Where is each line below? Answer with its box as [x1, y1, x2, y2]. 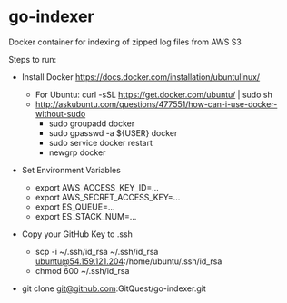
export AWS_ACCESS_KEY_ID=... [35, 181, 160, 192]
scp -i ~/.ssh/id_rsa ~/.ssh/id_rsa [35, 246, 159, 257]
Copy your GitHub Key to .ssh [21, 229, 134, 239]
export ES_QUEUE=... [35, 201, 115, 212]
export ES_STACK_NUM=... [35, 210, 137, 221]
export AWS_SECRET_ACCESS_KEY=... [35, 191, 181, 202]
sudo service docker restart [48, 137, 153, 148]
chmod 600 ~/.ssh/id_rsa [35, 265, 130, 276]
